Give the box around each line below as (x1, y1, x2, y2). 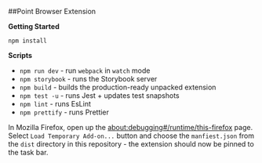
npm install (8, 37, 47, 45)
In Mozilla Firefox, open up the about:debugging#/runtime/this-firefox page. (8, 123, 253, 132)
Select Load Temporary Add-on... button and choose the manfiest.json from (8, 131, 255, 140)
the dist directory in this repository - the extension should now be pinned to (8, 139, 255, 148)
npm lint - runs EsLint (19, 100, 92, 108)
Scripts (8, 51, 33, 60)
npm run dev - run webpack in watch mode (19, 66, 151, 75)
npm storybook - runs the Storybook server (19, 74, 158, 83)
